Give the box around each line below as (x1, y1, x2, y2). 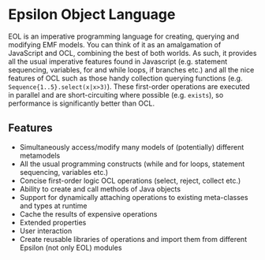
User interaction (19, 226, 73, 236)
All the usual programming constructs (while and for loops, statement (19, 159, 245, 169)
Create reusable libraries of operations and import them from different (19, 234, 247, 243)
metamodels (19, 150, 61, 160)
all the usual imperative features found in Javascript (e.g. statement (8, 57, 228, 66)
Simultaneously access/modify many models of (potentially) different (19, 142, 244, 151)
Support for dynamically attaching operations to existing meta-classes (19, 192, 248, 202)
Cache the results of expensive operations (19, 209, 158, 218)
